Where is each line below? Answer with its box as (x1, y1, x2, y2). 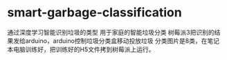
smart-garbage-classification (7, 5, 182, 20)
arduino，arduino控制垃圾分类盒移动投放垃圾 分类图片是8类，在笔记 (25, 36, 220, 45)
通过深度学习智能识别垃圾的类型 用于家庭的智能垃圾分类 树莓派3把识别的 (7, 28, 215, 36)
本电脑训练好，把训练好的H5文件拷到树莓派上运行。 (7, 45, 155, 53)
